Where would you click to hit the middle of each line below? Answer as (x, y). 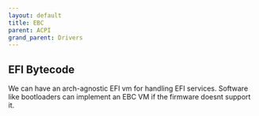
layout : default (35, 15)
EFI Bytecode (42, 69)
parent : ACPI (30, 30)
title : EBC (26, 23)
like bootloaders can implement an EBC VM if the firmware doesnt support (129, 97)
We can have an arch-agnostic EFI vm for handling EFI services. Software (128, 88)
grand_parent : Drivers (46, 37)
